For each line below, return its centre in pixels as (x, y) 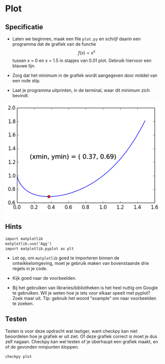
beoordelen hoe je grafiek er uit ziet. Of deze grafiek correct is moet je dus (81, 336)
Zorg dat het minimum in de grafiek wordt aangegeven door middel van (85, 75)
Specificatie (24, 27)
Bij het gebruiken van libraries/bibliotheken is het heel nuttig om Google (85, 288)
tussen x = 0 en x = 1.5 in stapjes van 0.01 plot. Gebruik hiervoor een (82, 61)
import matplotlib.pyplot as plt (40, 248)
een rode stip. (26, 80)
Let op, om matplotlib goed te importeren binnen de (66, 258)
